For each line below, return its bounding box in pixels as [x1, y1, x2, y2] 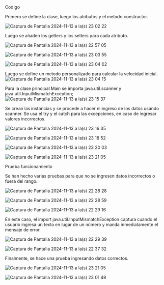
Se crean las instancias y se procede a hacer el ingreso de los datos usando [5, 106, 159, 111]
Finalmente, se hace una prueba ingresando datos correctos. [5, 256, 129, 261]
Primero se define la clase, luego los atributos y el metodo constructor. [5, 14, 148, 19]
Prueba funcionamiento [5, 164, 53, 169]
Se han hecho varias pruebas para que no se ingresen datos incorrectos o [5, 173, 156, 179]
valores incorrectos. [5, 116, 46, 122]
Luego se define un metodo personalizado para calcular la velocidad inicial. [5, 71, 158, 77]
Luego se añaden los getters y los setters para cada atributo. [5, 33, 129, 38]
